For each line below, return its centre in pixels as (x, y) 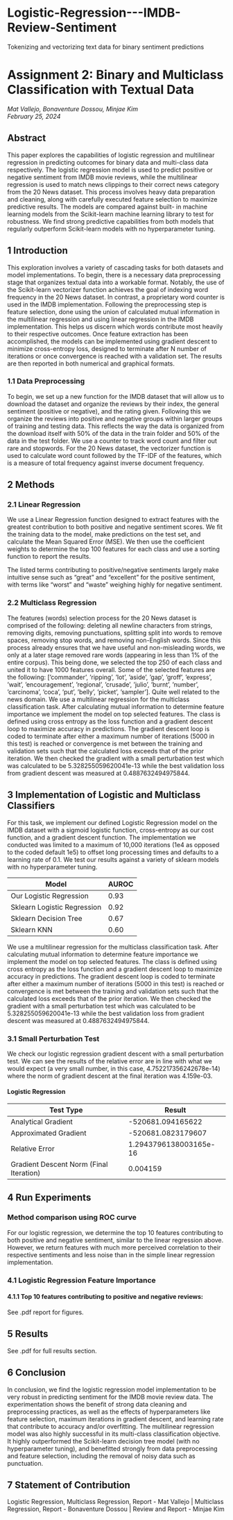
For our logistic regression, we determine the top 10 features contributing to (115, 1232)
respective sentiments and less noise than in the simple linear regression (111, 1255)
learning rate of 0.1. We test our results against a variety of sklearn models (113, 859)
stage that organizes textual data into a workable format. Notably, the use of (116, 282)
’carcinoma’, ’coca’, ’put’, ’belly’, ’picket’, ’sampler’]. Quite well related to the (113, 692)
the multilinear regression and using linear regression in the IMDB (101, 319)
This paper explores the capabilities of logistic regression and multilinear (111, 155)
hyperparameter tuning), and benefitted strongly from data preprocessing (112, 1448)
